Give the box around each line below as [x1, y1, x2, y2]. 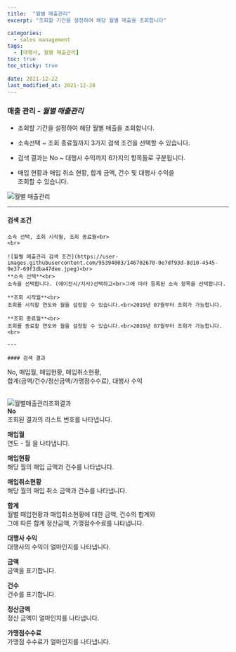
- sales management [13, 36, 71, 43]
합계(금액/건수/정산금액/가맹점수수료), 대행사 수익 [7, 377, 143, 385]
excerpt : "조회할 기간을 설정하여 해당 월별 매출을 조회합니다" [7, 17, 167, 24]
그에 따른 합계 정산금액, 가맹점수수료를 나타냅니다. [7, 519, 145, 527]
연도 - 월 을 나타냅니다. [7, 438, 70, 447]
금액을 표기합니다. [7, 566, 57, 575]
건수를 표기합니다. [7, 589, 57, 598]
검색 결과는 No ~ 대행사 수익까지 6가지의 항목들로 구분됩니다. [17, 153, 186, 162]
